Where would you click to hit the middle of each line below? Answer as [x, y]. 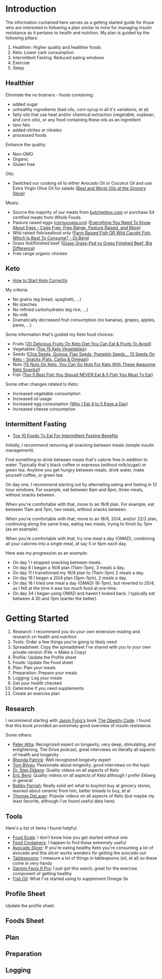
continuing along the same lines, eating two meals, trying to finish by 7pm [79, 524]
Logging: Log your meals [37, 678]
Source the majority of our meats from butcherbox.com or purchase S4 [83, 212]
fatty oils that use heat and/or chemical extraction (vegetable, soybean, [84, 114]
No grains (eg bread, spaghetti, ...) [47, 299]
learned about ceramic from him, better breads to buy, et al [71, 791]
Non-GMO [23, 154]
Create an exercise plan [36, 693]
